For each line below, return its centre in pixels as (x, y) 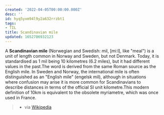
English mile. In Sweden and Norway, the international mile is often (72, 71)
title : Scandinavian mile (31, 32)
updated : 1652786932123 (29, 37)
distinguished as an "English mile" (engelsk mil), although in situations (76, 77)
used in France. (21, 97)
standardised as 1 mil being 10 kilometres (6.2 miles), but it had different (78, 61)
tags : (11, 23)
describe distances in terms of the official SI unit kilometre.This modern (77, 87)
